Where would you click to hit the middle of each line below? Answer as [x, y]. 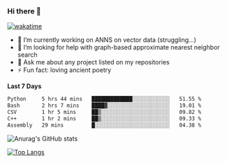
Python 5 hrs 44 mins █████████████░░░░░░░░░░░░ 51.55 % [104, 99]
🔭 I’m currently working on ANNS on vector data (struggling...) [107, 40]
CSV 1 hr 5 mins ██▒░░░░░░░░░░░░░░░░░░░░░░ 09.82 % [104, 112]
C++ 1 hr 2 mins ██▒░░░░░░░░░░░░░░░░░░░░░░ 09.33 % [104, 118]
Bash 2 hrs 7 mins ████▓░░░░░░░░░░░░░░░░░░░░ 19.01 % [104, 106]
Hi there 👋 [24, 11]
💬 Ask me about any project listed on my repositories [93, 62]
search [27, 55]
